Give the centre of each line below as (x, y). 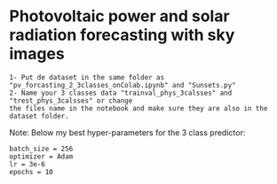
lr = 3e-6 (28, 164)
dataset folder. (39, 116)
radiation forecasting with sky (122, 35)
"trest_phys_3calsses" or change (71, 100)
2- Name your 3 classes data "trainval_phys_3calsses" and (121, 93)
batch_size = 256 (41, 149)
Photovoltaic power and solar (119, 16)
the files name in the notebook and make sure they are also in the (138, 108)
